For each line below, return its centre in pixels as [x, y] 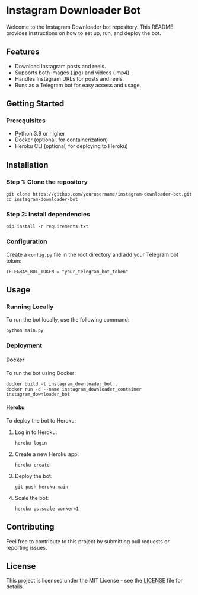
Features [23, 52]
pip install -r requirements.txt [47, 226]
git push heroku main [41, 487]
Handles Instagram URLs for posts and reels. [69, 78]
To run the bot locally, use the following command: [68, 320]
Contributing [30, 527]
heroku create [32, 465]
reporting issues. [27, 547]
